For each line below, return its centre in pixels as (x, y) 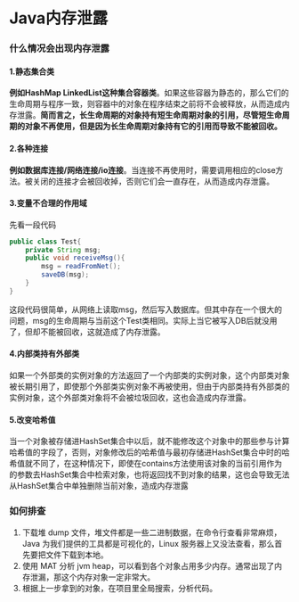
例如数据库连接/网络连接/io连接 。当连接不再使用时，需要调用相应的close (142, 169)
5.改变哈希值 (32, 419)
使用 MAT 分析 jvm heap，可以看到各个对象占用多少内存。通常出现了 (148, 565)
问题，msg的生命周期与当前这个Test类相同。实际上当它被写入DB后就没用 (143, 320)
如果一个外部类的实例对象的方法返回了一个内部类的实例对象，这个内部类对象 (149, 375)
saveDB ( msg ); (65, 275)
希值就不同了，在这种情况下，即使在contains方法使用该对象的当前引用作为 (146, 464)
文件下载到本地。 (77, 555)
